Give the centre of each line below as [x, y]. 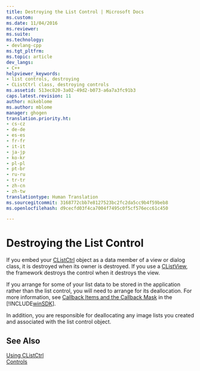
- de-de [16, 130]
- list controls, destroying [43, 79]
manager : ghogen [27, 113]
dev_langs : [20, 62]
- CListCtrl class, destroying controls [58, 85]
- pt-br [16, 169]
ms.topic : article [29, 57]
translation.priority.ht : [39, 118]
